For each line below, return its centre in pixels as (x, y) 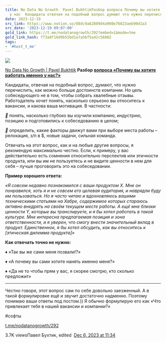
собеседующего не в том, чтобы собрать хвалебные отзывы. (70, 95)
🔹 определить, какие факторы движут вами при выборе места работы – (81, 130)
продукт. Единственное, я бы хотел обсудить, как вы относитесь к (75, 227)
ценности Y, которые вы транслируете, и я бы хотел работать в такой (79, 211)
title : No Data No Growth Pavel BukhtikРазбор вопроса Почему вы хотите (83, 10)
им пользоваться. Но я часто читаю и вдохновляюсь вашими (70, 196)
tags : (11, 42)
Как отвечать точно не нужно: (38, 242)
